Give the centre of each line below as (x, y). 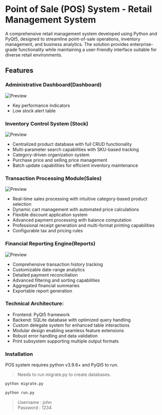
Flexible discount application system (50, 215)
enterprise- (141, 44)
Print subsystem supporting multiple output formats (65, 341)
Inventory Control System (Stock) (47, 123)
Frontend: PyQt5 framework (41, 314)
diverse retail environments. (34, 55)
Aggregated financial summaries (46, 285)
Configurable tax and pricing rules (48, 231)
